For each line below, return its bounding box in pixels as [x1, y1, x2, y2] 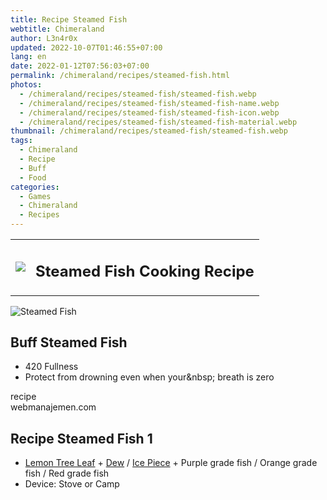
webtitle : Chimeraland [10, 24, 105, 34]
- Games [19, 191, 52, 201]
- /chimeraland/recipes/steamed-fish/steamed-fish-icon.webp [19, 107, 280, 118]
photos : [10, 80, 43, 90]
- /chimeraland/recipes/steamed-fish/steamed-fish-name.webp [19, 98, 280, 108]
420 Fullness [24, 361, 79, 373]
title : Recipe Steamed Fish [10, 14, 128, 25]
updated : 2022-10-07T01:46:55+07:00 [10, 42, 163, 53]
